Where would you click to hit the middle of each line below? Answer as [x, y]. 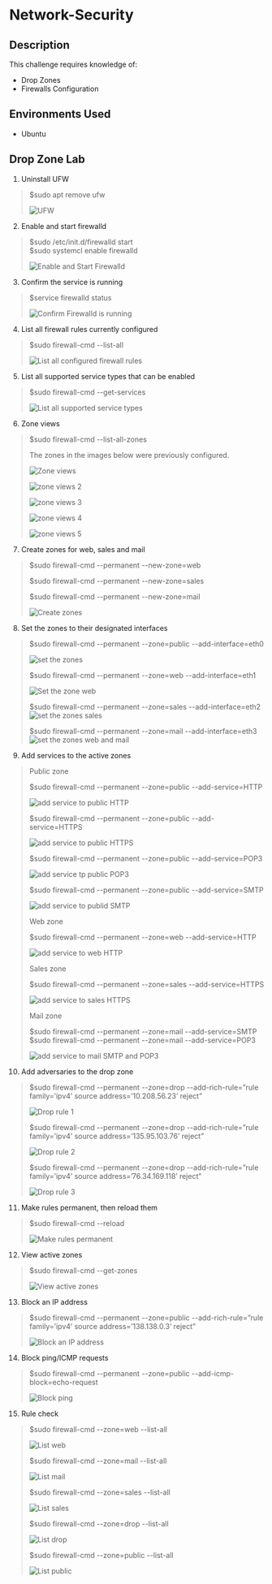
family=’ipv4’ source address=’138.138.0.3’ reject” [112, 1326]
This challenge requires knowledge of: [73, 64]
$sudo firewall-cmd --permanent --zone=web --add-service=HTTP [142, 937]
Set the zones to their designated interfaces [94, 628]
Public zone [49, 771]
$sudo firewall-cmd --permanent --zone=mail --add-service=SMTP [143, 1031]
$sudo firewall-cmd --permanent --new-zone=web [115, 565]
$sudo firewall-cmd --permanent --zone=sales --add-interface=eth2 [145, 706]
